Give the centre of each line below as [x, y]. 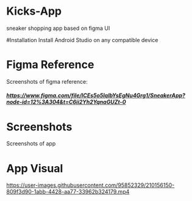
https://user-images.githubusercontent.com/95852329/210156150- [91, 185]
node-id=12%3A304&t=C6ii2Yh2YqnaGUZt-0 [66, 102]
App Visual [35, 168]
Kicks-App [34, 11]
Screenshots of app [31, 144]
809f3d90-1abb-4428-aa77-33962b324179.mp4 [68, 192]
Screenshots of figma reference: [47, 81]
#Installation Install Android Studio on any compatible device [82, 40]
